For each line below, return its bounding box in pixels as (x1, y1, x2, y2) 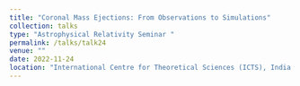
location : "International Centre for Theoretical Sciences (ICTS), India (9, 64, 292, 73)
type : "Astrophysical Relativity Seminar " (9, 30, 175, 39)
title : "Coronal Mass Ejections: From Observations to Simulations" (9, 13, 271, 22)
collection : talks (9, 21, 78, 30)
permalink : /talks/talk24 (9, 38, 106, 47)
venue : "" (9, 47, 47, 56)
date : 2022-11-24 (9, 55, 75, 64)
